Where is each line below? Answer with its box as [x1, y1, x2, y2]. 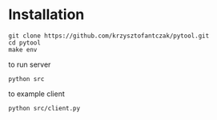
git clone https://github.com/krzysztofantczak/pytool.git [8, 32, 210, 40]
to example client [8, 89, 66, 99]
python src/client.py [8, 104, 81, 112]
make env [8, 45, 38, 53]
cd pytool [8, 38, 42, 47]
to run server [8, 60, 51, 69]
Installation [8, 6, 85, 24]
